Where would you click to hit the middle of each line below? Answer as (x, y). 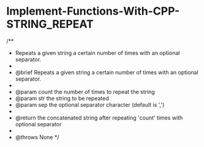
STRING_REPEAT (50, 24)
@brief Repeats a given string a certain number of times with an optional (107, 72)
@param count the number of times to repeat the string (85, 91)
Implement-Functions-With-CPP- (93, 11)
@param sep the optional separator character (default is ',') (90, 104)
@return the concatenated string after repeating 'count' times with (99, 118)
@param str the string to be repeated (62, 98)
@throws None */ (37, 137)
